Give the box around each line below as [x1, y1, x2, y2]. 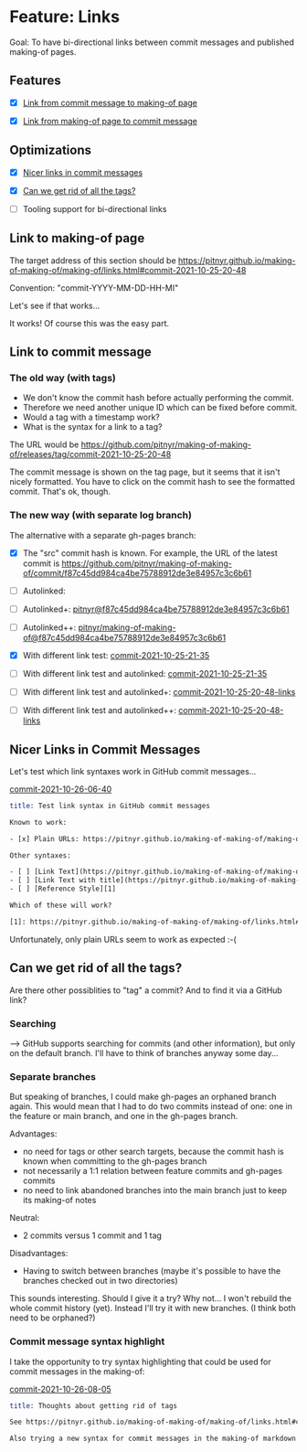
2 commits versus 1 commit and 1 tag [22, 1230, 163, 1241]
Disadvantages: [9, 1248, 69, 1259]
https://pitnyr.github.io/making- [177, 254, 296, 266]
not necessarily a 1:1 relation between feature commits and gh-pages [22, 1166, 283, 1177]
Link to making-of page [9, 230, 145, 246]
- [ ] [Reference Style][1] [9, 884, 117, 893]
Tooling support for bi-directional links [22, 203, 167, 214]
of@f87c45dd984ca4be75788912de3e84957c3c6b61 [22, 632, 227, 643]
